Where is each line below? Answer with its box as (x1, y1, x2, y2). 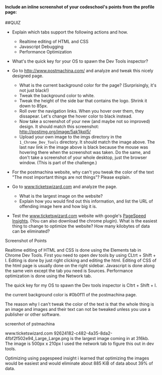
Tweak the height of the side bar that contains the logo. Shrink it (19, 98, 147, 104)
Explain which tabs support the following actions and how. (12, 29, 128, 35)
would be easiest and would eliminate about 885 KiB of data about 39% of (5, 360, 153, 366)
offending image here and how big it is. (19, 204, 98, 209)
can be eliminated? (12, 228, 50, 234)
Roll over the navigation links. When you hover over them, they (19, 108, 144, 114)
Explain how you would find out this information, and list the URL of (19, 198, 153, 204)
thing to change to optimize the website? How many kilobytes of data (12, 223, 150, 229)
